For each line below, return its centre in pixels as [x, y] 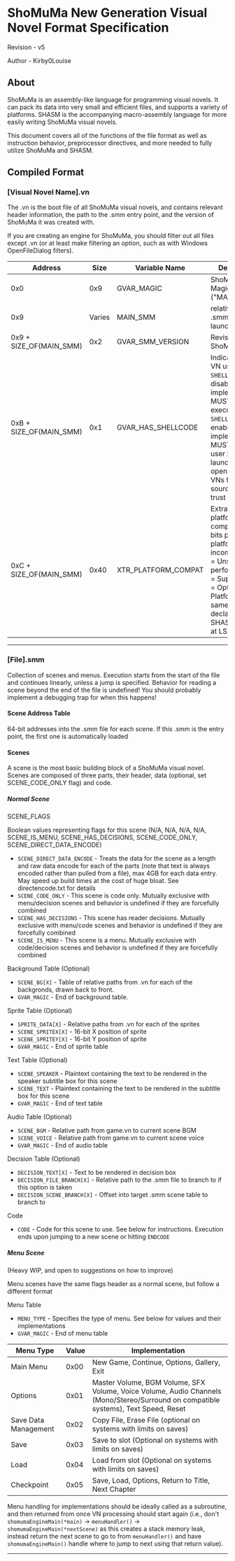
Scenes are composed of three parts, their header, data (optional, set [107, 775]
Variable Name [160, 268]
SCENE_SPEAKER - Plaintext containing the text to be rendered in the [112, 1074]
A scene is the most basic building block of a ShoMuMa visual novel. [106, 768]
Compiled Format [46, 172]
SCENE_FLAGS [29, 817]
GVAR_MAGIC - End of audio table [63, 1145]
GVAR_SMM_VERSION [153, 342]
